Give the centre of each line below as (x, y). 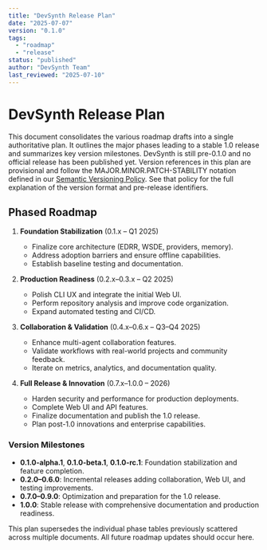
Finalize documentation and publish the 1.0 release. (116, 416)
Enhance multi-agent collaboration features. (104, 343)
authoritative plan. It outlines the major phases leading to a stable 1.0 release (134, 145)
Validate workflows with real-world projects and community (130, 351)
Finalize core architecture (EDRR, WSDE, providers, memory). (132, 247)
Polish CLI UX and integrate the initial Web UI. (106, 295)
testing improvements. (57, 488)
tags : (17, 38)
